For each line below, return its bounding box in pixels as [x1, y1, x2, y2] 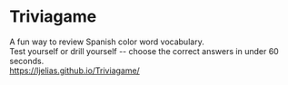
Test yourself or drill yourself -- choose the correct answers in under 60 [9, 45, 279, 56]
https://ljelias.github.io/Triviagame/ [9, 65, 141, 76]
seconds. [9, 55, 45, 66]
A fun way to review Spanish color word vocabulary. [9, 36, 204, 47]
